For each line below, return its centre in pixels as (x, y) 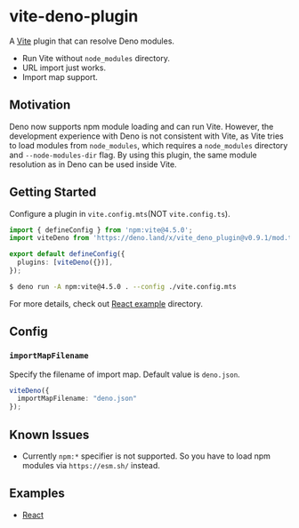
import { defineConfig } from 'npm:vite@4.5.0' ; (101, 230)
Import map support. (60, 76)
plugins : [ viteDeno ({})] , (65, 263)
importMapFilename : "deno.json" (77, 399)
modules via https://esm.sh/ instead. (91, 465)
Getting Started (53, 192)
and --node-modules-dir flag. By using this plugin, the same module (133, 155)
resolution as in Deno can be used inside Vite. (93, 164)
